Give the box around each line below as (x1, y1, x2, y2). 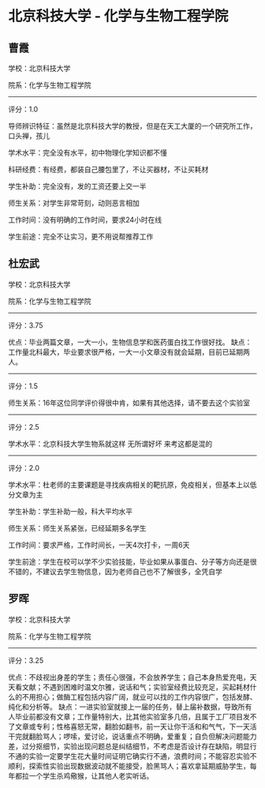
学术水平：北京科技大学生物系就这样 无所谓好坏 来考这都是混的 (8, 439, 213, 448)
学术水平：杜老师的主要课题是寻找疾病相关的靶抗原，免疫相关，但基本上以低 (8, 479, 257, 490)
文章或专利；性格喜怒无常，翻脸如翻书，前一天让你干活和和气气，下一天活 (14, 722, 257, 731)
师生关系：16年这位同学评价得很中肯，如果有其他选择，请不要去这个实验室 (8, 398, 251, 407)
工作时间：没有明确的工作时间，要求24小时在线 (8, 215, 162, 224)
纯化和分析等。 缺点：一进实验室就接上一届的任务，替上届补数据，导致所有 (8, 702, 252, 711)
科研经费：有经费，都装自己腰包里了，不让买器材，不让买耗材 (8, 165, 209, 174)
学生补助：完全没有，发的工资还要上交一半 (8, 182, 147, 190)
